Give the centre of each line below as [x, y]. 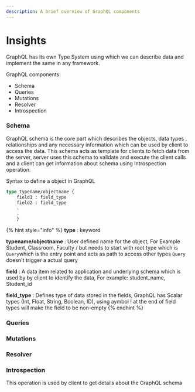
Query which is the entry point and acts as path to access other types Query [96, 254]
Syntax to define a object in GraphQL [51, 181]
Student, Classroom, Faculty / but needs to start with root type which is [92, 248]
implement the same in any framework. [53, 63]
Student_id [19, 284]
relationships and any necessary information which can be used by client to [97, 145]
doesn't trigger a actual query [42, 260]
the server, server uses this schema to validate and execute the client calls [96, 157]
